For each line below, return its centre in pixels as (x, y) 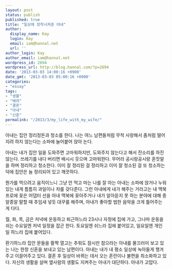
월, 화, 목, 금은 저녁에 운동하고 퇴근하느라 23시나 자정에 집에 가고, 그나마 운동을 (84, 219)
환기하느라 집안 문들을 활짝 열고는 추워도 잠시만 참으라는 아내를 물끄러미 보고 (82, 243)
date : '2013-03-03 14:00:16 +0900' (43, 72)
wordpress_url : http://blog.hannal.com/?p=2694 (57, 67)
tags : (11, 91)
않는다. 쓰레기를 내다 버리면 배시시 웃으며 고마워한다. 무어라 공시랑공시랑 (78, 159)
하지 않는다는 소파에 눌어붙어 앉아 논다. (54, 141)
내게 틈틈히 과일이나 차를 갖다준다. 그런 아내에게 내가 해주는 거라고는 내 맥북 (91, 189)
